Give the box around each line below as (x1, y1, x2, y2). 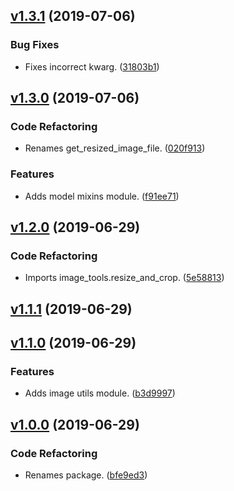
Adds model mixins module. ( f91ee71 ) (24, 190, 180, 202)
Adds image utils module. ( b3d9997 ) (24, 387, 176, 399)
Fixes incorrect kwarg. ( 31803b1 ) (24, 60, 160, 73)
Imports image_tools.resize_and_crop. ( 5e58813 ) (24, 272, 225, 284)
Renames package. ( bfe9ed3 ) (24, 469, 148, 481)
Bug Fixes (10, 38, 60, 52)
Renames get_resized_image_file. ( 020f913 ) (24, 142, 206, 154)
